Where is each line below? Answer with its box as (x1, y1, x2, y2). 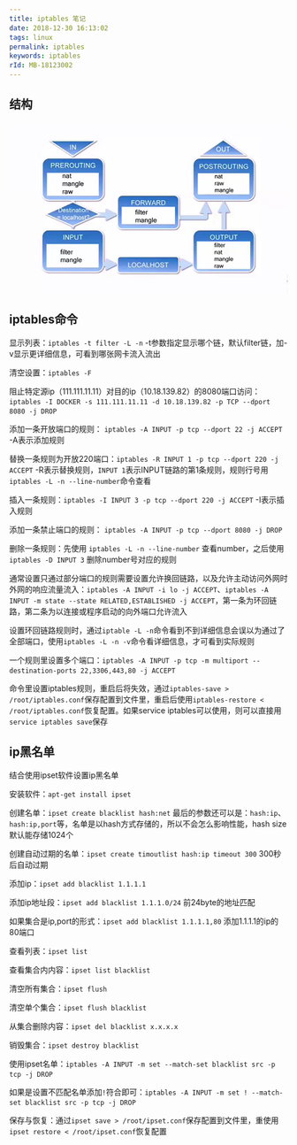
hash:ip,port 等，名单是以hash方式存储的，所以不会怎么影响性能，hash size (9, 818, 287, 829)
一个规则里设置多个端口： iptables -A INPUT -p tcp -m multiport (9, 655, 249, 665)
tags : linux (9, 33, 53, 42)
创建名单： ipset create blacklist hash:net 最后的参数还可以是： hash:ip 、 (9, 807, 286, 818)
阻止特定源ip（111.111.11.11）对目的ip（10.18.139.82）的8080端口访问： (9, 386, 261, 396)
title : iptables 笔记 (9, 14, 87, 23)
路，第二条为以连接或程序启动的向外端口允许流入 (9, 606, 187, 617)
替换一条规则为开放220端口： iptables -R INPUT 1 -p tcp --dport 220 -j (9, 453, 279, 464)
